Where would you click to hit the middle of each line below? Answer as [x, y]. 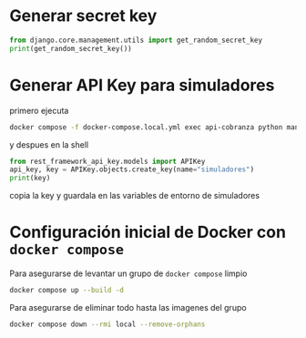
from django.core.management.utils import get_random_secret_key [136, 40]
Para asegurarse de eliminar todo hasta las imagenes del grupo [128, 307]
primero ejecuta [39, 110]
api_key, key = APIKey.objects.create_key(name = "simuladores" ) [132, 169]
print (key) [30, 179]
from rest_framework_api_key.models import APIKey [107, 161]
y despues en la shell [49, 144]
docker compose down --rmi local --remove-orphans [107, 324]
